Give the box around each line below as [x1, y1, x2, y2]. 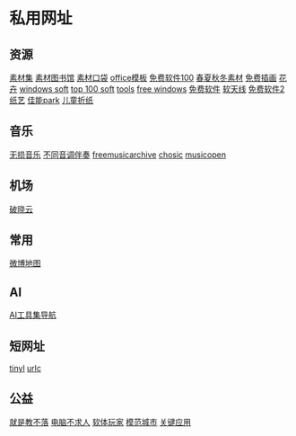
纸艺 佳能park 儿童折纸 [9, 95, 94, 105]
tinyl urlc [9, 363, 42, 374]
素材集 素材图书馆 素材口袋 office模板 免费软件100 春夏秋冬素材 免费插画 [9, 73, 277, 83]
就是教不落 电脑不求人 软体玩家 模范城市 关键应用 [9, 416, 191, 427]
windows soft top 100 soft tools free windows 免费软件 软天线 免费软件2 [19, 84, 285, 94]
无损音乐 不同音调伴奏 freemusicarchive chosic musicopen [9, 149, 227, 160]
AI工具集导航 [9, 309, 57, 320]
